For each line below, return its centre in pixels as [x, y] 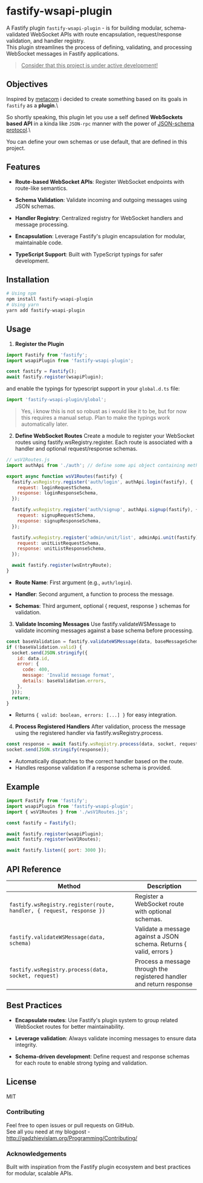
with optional [153, 911]
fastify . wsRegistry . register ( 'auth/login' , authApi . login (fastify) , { [102, 482]
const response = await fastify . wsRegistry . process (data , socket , [92, 744]
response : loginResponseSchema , [58, 493]
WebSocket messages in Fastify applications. [63, 53]
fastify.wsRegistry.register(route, [62, 904]
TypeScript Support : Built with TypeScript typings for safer [89, 254]
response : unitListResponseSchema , [62, 549]
